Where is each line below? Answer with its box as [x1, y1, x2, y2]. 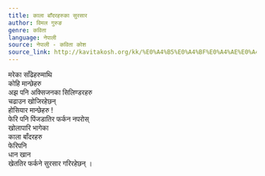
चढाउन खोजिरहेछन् [8, 96, 57, 106]
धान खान [8, 150, 32, 159]
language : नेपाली [8, 33, 57, 42]
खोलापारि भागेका [8, 123, 49, 133]
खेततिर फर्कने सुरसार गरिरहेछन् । [8, 159, 93, 168]
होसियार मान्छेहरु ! [8, 106, 54, 114]
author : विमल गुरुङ [8, 19, 62, 27]
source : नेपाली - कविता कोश [8, 41, 87, 49]
